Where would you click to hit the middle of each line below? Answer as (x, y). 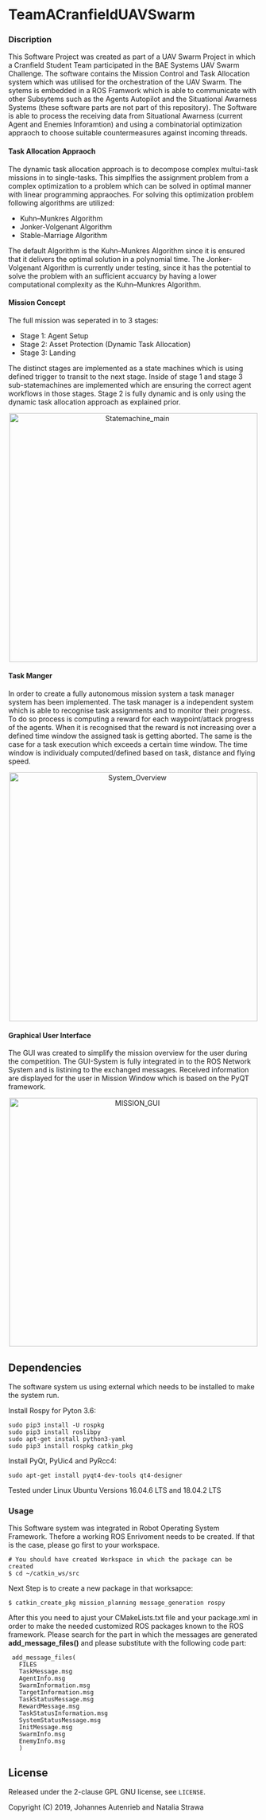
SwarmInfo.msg (42, 1734)
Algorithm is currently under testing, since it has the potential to (147, 268)
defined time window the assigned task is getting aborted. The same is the (130, 736)
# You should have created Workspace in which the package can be (120, 1560)
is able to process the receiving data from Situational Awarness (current (126, 116)
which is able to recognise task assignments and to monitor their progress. (130, 711)
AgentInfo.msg (42, 1679)
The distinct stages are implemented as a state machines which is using (126, 368)
